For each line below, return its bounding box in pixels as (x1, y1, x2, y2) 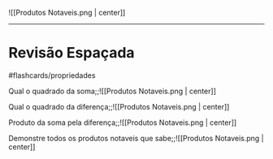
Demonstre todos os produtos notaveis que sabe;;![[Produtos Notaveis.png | (8, 133, 264, 143)
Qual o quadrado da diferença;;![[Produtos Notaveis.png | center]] (8, 101, 230, 111)
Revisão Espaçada (8, 44, 136, 62)
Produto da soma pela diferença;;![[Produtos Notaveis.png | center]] (8, 118, 237, 127)
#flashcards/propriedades (8, 70, 96, 80)
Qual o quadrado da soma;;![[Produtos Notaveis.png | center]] (8, 86, 217, 96)
